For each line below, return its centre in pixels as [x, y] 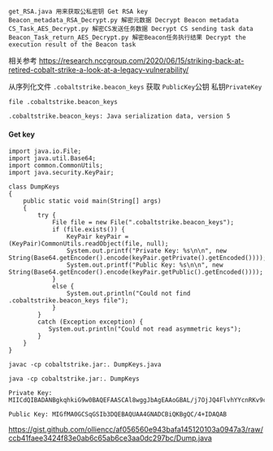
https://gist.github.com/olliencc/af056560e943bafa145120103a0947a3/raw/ [136, 430]
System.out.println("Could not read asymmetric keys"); [145, 329]
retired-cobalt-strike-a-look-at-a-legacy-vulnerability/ [99, 70]
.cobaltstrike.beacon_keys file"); [69, 301]
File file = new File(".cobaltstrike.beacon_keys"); [143, 223]
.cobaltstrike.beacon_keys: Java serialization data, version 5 [119, 116]
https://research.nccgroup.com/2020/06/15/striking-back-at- [141, 61]
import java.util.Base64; [52, 158]
